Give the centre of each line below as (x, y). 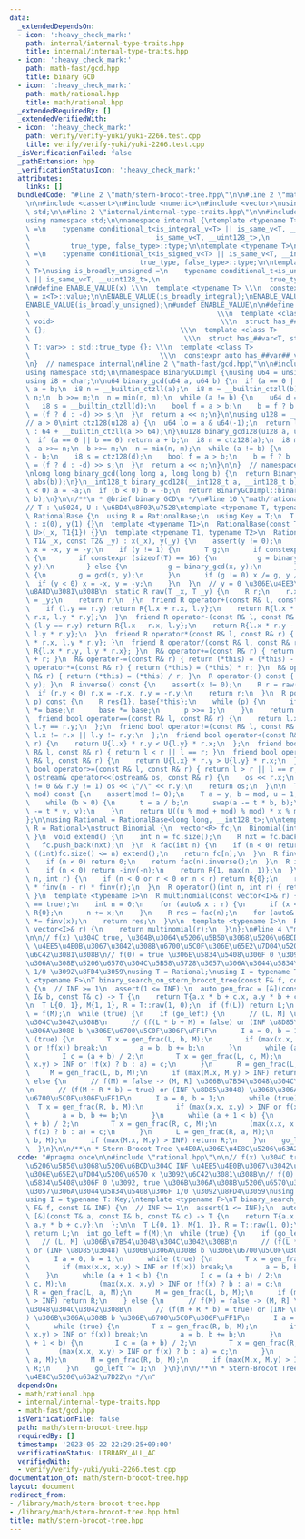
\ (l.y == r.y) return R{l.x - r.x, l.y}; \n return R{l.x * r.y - (160, 626)
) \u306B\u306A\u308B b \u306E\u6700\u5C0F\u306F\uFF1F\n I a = (160, 1317)
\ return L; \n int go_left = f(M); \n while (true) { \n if (148, 1233)
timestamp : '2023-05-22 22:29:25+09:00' (95, 1445)
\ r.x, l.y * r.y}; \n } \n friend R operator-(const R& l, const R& (160, 617)
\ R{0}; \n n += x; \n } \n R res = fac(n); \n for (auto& (160, 913)
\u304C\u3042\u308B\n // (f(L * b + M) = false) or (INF (146, 1022)
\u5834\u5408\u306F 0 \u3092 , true (93, 1183)
